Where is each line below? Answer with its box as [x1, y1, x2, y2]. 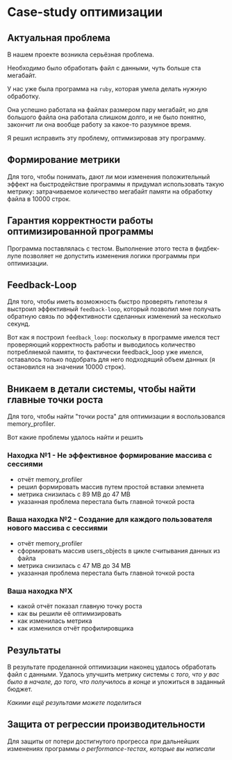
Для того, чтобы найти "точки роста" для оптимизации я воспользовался [7, 412, 226, 421]
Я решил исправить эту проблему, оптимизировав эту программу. [7, 134, 206, 142]
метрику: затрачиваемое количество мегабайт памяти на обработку [7, 187, 213, 196]
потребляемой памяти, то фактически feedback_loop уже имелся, [7, 348, 204, 356]
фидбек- [194, 244, 220, 253]
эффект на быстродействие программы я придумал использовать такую [7, 180, 224, 188]
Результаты [7, 644, 61, 656]
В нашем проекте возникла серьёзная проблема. [7, 50, 154, 58]
